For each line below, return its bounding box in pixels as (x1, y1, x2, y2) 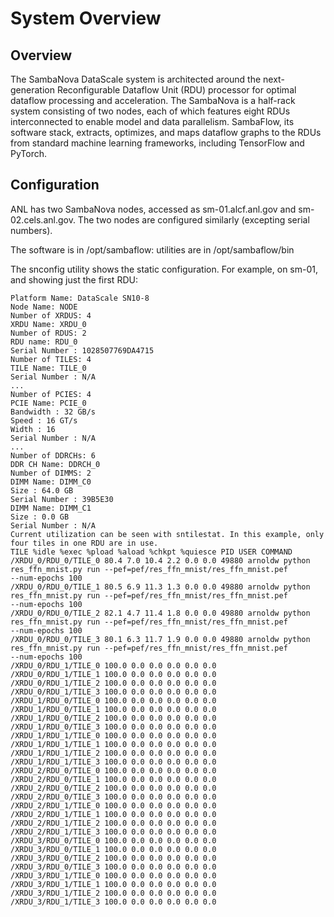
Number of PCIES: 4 (10, 389, 92, 399)
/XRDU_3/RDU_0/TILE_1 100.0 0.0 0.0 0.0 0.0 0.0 (10, 844, 217, 854)
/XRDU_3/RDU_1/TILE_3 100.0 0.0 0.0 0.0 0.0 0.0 (10, 897, 217, 907)
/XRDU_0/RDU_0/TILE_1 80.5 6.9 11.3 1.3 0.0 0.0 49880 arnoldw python (10, 582, 311, 592)
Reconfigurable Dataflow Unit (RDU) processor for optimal (56, 84, 297, 96)
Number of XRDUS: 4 (10, 310, 92, 321)
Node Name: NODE (10, 302, 78, 312)
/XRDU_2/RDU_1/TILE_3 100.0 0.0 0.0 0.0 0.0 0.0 (10, 827, 217, 837)
